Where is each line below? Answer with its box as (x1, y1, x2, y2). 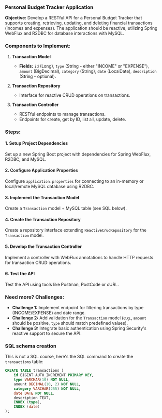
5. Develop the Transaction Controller (5, 244, 82, 249)
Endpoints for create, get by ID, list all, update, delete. (19, 116, 127, 122)
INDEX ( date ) (14, 404, 40, 409)
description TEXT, (14, 395, 51, 400)
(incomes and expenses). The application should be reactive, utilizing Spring (5, 25, 158, 31)
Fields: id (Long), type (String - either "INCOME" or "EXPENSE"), (19, 63, 149, 69)
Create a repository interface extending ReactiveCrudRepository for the (5, 227, 147, 233)
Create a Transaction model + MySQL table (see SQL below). (5, 206, 127, 211)
